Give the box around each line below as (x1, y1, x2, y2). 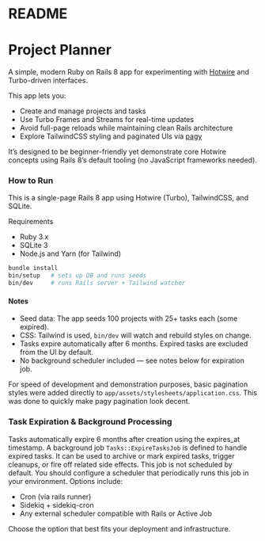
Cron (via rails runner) (19, 492, 92, 501)
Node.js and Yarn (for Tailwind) (19, 249, 121, 258)
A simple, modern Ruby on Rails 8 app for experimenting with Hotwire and (8, 67, 250, 77)
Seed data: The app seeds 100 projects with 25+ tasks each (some (19, 314, 238, 323)
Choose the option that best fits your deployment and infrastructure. (8, 524, 231, 533)
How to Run (8, 175, 54, 186)
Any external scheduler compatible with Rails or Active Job (19, 509, 212, 518)
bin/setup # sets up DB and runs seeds (8, 272, 147, 280)
